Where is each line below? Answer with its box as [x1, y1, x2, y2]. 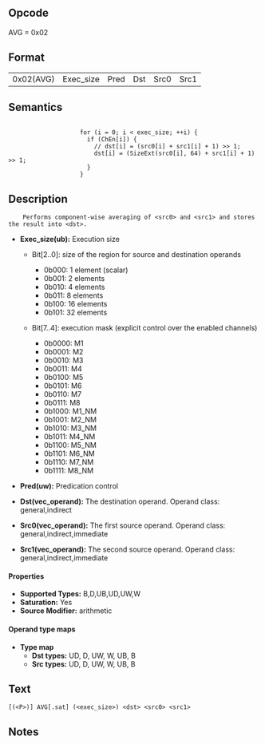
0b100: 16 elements [43, 299, 108, 309]
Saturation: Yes [19, 598, 73, 607]
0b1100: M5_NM [43, 441, 97, 450]
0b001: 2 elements [43, 274, 105, 283]
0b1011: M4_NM [43, 432, 96, 441]
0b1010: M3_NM [43, 423, 97, 433]
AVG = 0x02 [8, 27, 49, 37]
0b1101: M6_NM [43, 449, 95, 458]
